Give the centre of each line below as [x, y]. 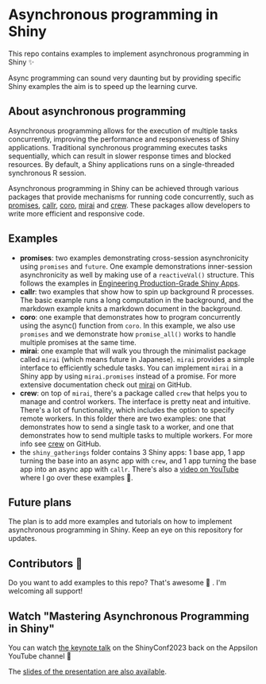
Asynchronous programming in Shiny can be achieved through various [124, 188]
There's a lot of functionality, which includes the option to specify [127, 410]
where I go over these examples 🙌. [76, 477]
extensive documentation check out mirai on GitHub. [106, 384]
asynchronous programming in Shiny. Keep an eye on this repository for [126, 530]
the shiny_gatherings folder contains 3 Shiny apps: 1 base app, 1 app [132, 452]
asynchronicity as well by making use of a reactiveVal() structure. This [137, 274]
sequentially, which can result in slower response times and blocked [120, 156]
